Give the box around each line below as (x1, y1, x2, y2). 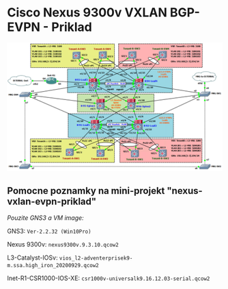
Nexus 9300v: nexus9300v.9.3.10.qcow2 (7, 240, 119, 248)
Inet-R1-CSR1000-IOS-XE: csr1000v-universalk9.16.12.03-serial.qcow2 (7, 274, 210, 282)
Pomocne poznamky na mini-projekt (7, 185, 165, 197)
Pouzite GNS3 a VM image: (7, 214, 84, 222)
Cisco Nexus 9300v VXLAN (7, 5, 167, 21)
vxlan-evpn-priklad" (7, 195, 97, 207)
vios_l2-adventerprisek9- (59, 255, 133, 262)
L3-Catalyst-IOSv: (7, 253, 58, 262)
